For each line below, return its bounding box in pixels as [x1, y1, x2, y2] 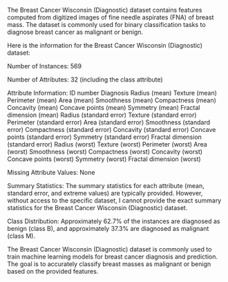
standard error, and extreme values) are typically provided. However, [7, 189, 203, 197]
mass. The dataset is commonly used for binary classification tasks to [7, 21, 206, 28]
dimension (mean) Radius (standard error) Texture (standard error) [7, 111, 197, 119]
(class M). [7, 232, 36, 240]
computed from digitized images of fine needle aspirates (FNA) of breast [7, 13, 214, 21]
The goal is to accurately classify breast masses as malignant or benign [7, 260, 211, 268]
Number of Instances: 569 [7, 62, 82, 70]
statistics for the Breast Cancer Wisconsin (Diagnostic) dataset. [7, 204, 188, 211]
